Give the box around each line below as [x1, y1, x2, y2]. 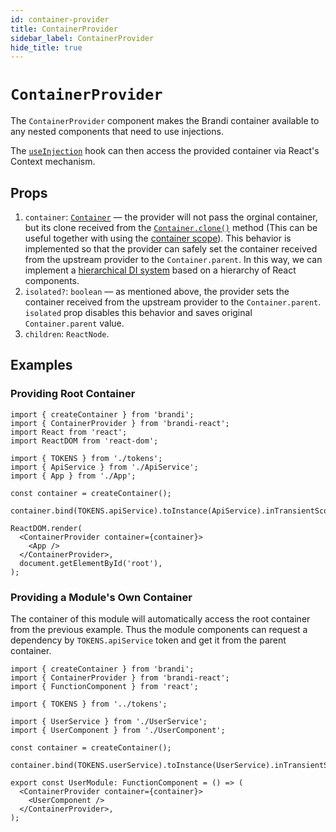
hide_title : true [10, 42, 83, 53]
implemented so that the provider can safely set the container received [24, 243, 318, 255]
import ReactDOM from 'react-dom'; [10, 436, 159, 446]
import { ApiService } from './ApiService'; [10, 462, 199, 472]
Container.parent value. [24, 317, 125, 329]
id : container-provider [10, 14, 110, 25]
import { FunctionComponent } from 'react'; [10, 681, 199, 691]
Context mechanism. [10, 156, 96, 168]
